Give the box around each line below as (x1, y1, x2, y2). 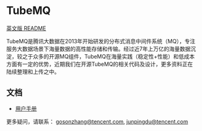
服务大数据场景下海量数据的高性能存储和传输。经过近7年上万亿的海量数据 (6, 45, 190, 52)
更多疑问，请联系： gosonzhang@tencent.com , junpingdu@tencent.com (6, 118, 189, 125)
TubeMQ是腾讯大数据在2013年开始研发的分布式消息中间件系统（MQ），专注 (6, 37, 196, 44)
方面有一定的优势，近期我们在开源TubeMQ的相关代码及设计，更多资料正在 (6, 60, 193, 68)
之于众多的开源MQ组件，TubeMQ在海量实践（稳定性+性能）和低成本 (22, 52, 195, 60)
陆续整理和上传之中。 (6, 68, 60, 75)
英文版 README (6, 24, 47, 32)
